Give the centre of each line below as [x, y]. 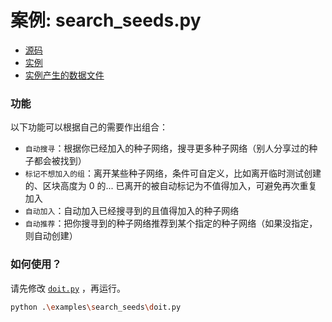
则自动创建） [51, 236]
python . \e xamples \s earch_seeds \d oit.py [96, 307]
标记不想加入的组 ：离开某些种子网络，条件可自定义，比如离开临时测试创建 [173, 173]
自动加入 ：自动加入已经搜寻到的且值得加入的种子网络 [132, 211]
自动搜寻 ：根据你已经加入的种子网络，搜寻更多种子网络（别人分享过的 [167, 148]
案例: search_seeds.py [106, 20]
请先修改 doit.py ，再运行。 [68, 288]
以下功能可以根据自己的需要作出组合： [89, 127]
